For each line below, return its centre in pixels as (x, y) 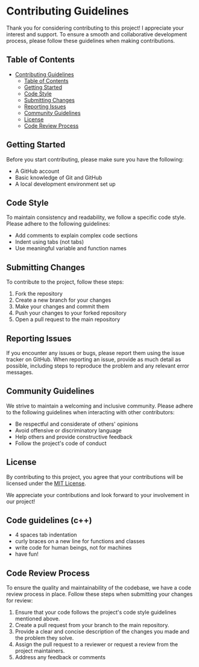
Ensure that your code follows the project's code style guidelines (96, 613)
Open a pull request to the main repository (68, 319)
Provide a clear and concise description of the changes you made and (102, 632)
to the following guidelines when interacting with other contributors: (90, 412)
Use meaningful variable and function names (71, 249)
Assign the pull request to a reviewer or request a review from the (96, 645)
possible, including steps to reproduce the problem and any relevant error (98, 366)
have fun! (27, 554)
